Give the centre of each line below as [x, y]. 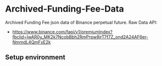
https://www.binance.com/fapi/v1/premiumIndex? [62, 32]
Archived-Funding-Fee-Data [65, 9]
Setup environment [35, 58]
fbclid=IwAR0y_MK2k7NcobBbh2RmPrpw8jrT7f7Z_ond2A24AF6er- [80, 37]
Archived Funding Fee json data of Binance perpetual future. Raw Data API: [81, 22]
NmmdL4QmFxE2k [31, 42]
